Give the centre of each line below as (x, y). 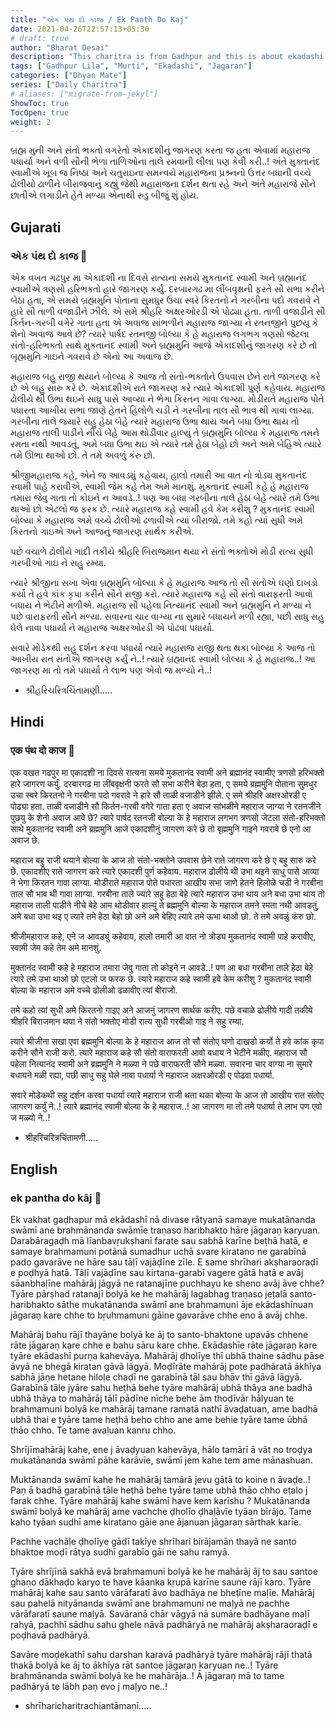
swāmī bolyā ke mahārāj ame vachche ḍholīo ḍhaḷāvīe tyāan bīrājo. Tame (161, 1512)
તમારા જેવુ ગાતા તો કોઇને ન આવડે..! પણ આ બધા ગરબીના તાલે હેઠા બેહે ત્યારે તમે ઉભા (165, 497)
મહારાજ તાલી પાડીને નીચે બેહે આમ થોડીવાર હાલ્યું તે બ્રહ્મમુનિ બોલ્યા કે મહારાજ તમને (165, 432)
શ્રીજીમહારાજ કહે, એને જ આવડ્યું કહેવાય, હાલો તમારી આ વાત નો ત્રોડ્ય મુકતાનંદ (159, 475)
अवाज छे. (25, 840)
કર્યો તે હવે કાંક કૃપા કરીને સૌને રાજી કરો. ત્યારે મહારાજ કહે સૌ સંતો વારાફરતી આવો (161, 593)
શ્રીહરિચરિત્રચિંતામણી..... (68, 690)
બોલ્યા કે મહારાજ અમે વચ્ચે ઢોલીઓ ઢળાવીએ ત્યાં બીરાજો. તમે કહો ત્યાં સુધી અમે (156, 520)
